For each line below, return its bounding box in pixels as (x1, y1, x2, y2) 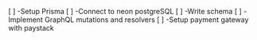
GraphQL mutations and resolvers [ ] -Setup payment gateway (45, 15, 249, 24)
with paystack (8, 24, 54, 32)
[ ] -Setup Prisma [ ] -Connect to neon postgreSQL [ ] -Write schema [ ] (8, 7, 243, 16)
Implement (8, 15, 44, 24)
